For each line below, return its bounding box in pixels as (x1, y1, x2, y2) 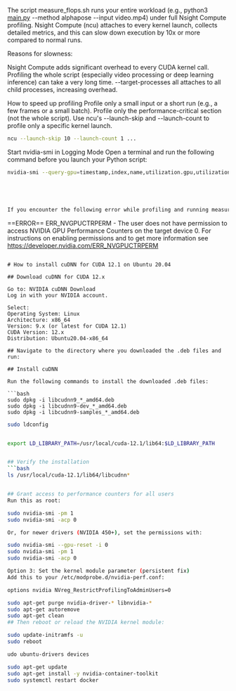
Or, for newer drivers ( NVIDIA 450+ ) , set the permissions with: (7, 529, 202, 536)
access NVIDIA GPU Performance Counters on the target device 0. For (7, 226, 211, 235)
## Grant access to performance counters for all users (7, 491, 174, 498)
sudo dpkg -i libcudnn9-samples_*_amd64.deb (7, 408, 140, 415)
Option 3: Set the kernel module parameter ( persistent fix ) (7, 567, 190, 574)
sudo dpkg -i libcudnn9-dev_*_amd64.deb (7, 402, 128, 410)
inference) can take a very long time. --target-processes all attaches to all (7, 78, 221, 86)
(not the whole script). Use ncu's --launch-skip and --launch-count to (7, 114, 209, 122)
